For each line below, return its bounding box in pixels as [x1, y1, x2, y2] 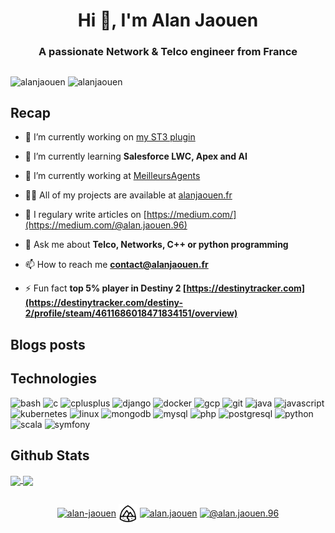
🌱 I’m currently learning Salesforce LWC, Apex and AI [24, 150, 248, 163]
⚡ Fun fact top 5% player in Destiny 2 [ [24, 282, 187, 294]
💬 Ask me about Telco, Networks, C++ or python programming [24, 239, 289, 251]
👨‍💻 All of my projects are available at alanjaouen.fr [24, 189, 233, 201]
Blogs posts [10, 336, 86, 353]
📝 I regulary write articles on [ [24, 209, 147, 221]
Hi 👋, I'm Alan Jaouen [77, 9, 259, 32]
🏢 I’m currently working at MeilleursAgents [24, 170, 201, 182]
